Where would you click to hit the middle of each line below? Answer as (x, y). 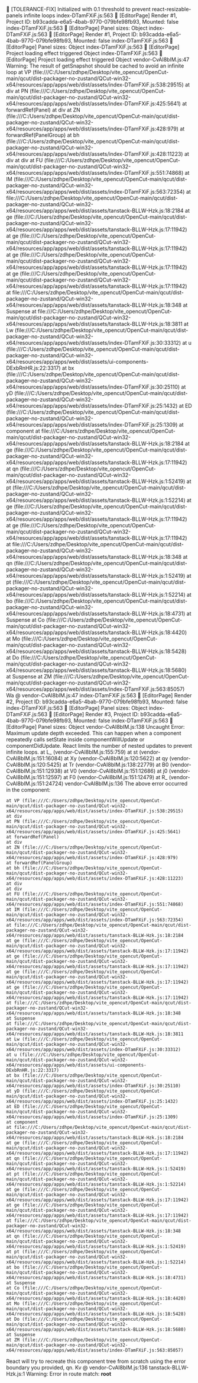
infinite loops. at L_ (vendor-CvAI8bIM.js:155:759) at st (72, 752)
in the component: (28, 790)
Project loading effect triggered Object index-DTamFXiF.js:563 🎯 (85, 53)
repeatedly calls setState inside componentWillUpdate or (75, 739)
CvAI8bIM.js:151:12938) (35, 771)
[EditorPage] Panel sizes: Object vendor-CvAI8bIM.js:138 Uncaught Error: (95, 727)
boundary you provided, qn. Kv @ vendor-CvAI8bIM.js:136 (77, 1368)
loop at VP (19, 72)
